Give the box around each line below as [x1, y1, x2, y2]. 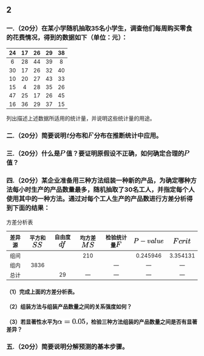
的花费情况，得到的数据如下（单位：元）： [6, 33, 128, 42]
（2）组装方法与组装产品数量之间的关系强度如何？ [6, 303, 132, 310]
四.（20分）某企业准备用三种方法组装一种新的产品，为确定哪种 [6, 176, 191, 184]
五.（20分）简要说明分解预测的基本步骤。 [6, 342, 129, 351]
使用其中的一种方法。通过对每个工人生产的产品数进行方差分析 [6, 194, 187, 203]
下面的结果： [12, 203, 50, 212]
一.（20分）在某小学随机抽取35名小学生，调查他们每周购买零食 [6, 24, 192, 33]
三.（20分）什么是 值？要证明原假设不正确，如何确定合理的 [6, 149, 185, 158]
